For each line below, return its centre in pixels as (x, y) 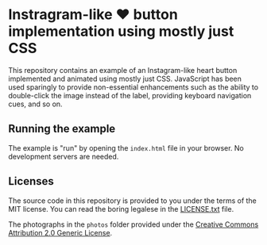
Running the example (62, 129)
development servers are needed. (64, 156)
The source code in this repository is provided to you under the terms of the (132, 201)
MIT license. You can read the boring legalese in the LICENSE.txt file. (121, 209)
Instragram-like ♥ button (93, 15)
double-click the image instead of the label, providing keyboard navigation (130, 95)
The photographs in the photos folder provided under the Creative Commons (133, 224)
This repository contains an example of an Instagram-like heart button (123, 70)
